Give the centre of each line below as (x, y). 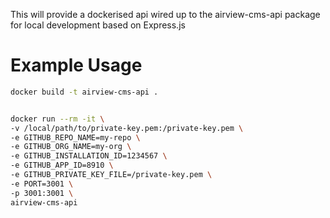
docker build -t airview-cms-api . (84, 92)
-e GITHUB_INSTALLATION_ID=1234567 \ (89, 156)
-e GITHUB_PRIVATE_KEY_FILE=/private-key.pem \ (111, 175)
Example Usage (76, 65)
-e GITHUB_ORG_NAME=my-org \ (71, 147)
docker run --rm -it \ (57, 119)
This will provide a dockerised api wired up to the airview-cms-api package (165, 14)
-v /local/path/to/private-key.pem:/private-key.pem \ (127, 128)
